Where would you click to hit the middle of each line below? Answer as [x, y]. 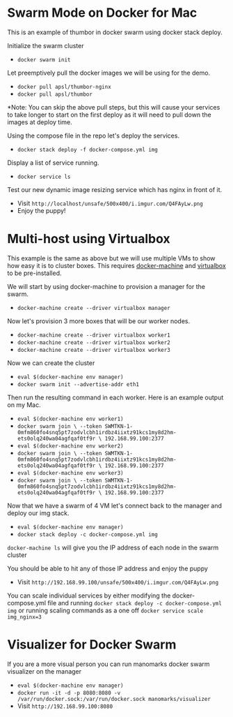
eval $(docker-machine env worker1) [70, 419]
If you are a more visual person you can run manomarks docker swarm [109, 664]
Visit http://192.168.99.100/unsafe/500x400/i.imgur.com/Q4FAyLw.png [118, 582]
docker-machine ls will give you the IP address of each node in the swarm [113, 547]
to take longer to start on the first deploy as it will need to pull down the [109, 114]
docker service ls [44, 177]
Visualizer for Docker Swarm [92, 645]
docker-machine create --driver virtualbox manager [94, 308]
